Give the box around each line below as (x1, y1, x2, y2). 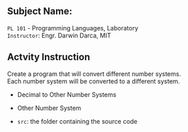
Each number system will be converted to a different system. (7, 77, 180, 85)
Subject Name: (7, 6, 73, 17)
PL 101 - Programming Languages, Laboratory (7, 23, 139, 32)
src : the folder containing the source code (17, 117, 138, 125)
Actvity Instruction (7, 51, 91, 63)
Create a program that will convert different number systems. (7, 69, 181, 78)
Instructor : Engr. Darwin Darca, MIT (7, 31, 112, 39)
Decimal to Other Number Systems (17, 90, 117, 99)
